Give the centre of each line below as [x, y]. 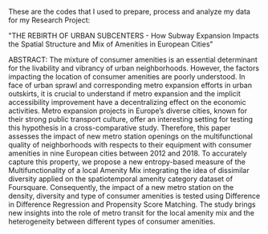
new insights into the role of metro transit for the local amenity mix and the [132, 213]
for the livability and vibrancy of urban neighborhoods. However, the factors [134, 68]
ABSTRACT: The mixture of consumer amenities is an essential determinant [133, 60]
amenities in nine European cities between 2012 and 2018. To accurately [128, 153]
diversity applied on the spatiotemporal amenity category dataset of [121, 179]
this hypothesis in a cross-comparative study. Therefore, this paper [120, 128]
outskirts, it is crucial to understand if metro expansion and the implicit [124, 94]
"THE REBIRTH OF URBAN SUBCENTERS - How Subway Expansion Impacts [134, 36]
